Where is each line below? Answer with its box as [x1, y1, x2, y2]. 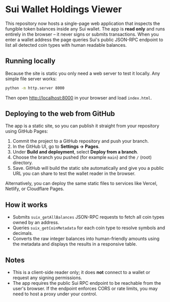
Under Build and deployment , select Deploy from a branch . [12, 149, 139, 155]
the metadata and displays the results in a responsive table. [12, 241, 137, 247]
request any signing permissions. [12, 275, 82, 281]
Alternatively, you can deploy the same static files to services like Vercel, [5, 180, 158, 187]
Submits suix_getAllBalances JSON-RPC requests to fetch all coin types [12, 214, 164, 220]
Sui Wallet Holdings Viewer [5, 4, 122, 15]
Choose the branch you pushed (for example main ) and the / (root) [12, 154, 152, 161]
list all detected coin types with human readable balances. [5, 42, 127, 48]
